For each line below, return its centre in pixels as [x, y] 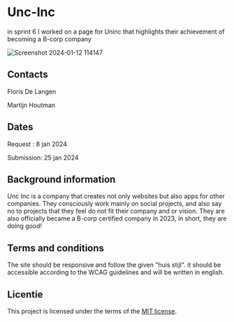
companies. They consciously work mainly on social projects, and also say [115, 204]
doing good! [25, 226]
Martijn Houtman [31, 105]
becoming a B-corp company [50, 38]
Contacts [28, 75]
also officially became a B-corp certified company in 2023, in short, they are [117, 218]
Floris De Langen [32, 91]
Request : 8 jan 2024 [37, 143]
